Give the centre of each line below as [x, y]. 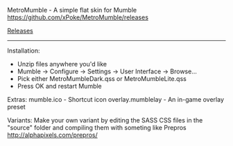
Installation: [24, 51]
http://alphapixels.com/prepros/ [53, 135]
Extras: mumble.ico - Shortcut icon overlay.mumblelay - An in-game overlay [115, 99]
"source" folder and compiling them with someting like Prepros [97, 128]
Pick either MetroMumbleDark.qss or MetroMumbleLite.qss [102, 79]
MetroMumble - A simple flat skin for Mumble [72, 10]
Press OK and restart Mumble [59, 86]
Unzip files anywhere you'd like [62, 64]
